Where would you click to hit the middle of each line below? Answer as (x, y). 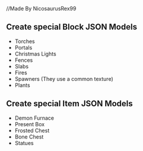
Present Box (30, 124)
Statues (24, 143)
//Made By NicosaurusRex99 (41, 9)
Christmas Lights (35, 54)
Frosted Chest (32, 130)
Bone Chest (29, 137)
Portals (23, 47)
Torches (25, 41)
